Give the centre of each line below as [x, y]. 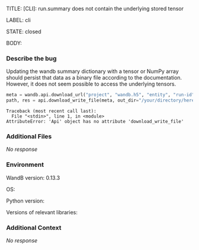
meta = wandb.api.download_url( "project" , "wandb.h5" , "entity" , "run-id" [100, 95]
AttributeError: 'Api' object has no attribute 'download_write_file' [95, 122]
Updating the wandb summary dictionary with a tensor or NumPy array [92, 71]
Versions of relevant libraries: [42, 212]
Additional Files [29, 136]
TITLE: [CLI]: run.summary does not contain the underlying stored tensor [95, 9]
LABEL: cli [18, 20]
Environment [25, 164]
